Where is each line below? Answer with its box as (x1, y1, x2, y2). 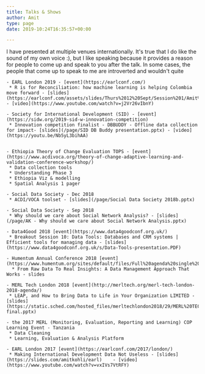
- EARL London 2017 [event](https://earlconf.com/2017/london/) (6, 346, 173, 353)
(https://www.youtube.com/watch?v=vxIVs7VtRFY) (6, 362, 130, 369)
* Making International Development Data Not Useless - (9, 351, 154, 358)
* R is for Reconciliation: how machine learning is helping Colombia (9, 85, 192, 91)
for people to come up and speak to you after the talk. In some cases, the (6, 61, 191, 68)
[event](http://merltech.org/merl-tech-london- (71, 282, 195, 289)
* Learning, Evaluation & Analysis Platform (9, 336, 124, 342)
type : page (6, 20, 34, 26)
